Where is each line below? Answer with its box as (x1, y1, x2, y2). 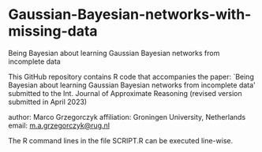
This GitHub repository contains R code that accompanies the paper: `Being (8, 72, 254, 81)
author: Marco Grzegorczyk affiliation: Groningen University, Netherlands (8, 112, 246, 121)
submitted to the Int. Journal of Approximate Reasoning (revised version (8, 88, 242, 98)
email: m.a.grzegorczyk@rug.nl (8, 120, 110, 130)
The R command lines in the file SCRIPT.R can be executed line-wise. (8, 135, 234, 145)
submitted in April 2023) (8, 97, 88, 106)
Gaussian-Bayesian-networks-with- (8, 6, 252, 24)
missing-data (8, 22, 98, 40)
